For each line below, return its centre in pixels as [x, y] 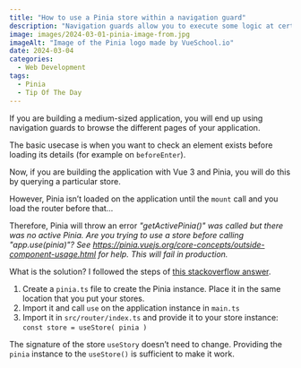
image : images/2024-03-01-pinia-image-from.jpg [100, 34]
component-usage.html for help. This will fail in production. [119, 254]
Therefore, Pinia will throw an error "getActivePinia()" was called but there [146, 226]
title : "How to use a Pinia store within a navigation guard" [128, 17]
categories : [31, 59]
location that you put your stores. [83, 298]
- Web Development [52, 68]
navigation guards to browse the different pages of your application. [135, 127]
